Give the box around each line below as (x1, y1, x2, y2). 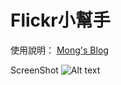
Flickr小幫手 (10, 9, 111, 32)
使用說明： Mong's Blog (10, 44, 109, 56)
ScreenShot (10, 64, 59, 76)
